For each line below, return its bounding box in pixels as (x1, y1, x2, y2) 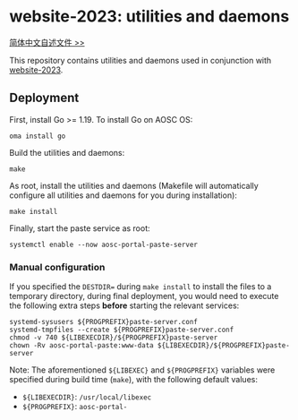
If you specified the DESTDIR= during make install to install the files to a (9, 281, 272, 292)
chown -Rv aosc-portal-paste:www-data (9, 341, 154, 350)
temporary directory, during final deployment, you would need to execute (9, 291, 279, 302)
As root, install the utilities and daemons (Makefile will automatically (9, 180, 260, 191)
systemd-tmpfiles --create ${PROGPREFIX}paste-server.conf (9, 325, 234, 335)
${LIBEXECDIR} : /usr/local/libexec (21, 391, 152, 402)
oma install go (9, 132, 66, 141)
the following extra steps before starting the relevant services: (9, 300, 240, 311)
